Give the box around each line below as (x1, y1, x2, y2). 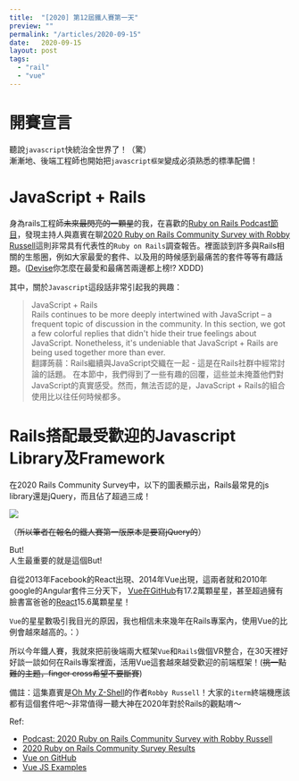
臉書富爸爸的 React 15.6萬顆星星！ (9, 596, 131, 607)
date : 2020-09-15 (9, 38, 82, 47)
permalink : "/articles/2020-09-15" (9, 30, 142, 38)
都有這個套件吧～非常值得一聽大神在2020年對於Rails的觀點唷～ (9, 698, 242, 709)
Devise (28, 262, 54, 273)
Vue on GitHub (21, 752, 78, 763)
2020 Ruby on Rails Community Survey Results (21, 743, 196, 753)
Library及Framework (9, 448, 165, 468)
